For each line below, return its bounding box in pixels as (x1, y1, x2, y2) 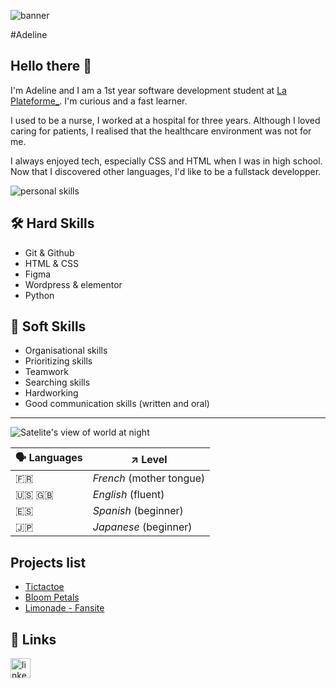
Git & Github (24, 246, 75, 259)
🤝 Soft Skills (10, 318, 87, 335)
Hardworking (24, 387, 79, 399)
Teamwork (24, 366, 69, 378)
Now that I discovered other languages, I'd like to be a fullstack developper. (10, 165, 322, 177)
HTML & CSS (24, 257, 79, 269)
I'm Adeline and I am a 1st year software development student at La (10, 84, 287, 96)
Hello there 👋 (10, 58, 93, 75)
